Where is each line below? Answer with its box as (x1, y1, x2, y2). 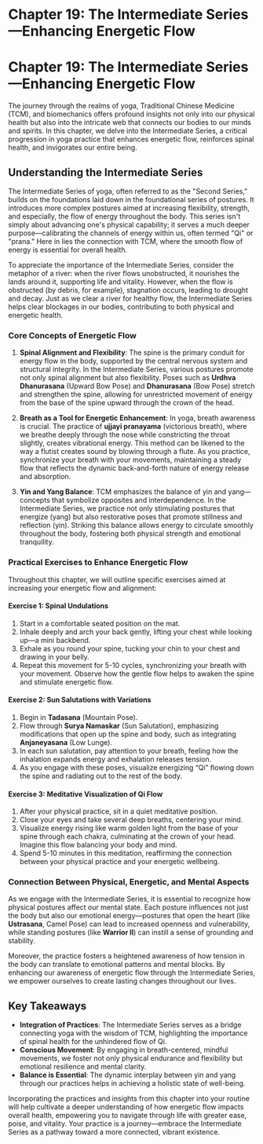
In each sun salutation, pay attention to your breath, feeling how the (19, 746, 239, 755)
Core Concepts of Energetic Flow (8, 330, 137, 341)
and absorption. (19, 472, 71, 482)
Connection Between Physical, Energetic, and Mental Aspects (8, 876, 250, 888)
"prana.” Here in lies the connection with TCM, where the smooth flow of (8, 236, 243, 245)
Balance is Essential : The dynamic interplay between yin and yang (19, 1070, 236, 1079)
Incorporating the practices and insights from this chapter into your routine (8, 1094, 250, 1103)
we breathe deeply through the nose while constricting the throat (19, 430, 230, 440)
